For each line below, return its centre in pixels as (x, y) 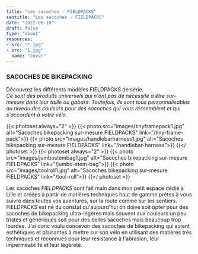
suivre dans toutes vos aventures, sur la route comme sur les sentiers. (92, 201)
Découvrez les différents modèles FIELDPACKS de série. (75, 89)
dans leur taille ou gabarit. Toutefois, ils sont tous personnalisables (108, 102)
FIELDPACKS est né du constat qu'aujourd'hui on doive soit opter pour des (97, 207)
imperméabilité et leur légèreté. (44, 245)
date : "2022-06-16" (30, 23)
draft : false (22, 28)
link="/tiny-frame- (161, 132)
